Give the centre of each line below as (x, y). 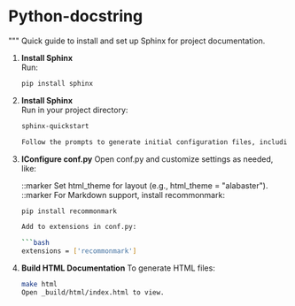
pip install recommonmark (69, 211)
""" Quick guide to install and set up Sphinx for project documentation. (137, 41)
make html (39, 285)
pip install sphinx (57, 83)
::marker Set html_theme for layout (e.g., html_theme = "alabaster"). (144, 185)
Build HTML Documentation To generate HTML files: (118, 268)
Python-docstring (76, 16)
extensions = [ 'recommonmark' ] (79, 251)
